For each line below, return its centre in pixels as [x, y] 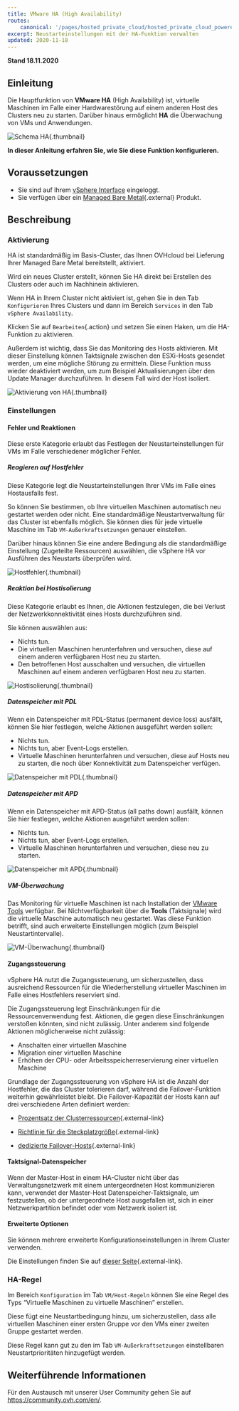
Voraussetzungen [48, 172]
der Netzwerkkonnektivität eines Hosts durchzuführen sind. [95, 614]
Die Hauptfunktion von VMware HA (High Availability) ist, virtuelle [103, 100]
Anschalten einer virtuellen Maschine [72, 1045]
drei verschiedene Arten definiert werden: [69, 1104]
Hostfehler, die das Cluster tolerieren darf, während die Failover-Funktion [114, 1089]
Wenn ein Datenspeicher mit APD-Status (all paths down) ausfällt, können [116, 811]
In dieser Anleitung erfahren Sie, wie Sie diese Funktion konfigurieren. [113, 150]
